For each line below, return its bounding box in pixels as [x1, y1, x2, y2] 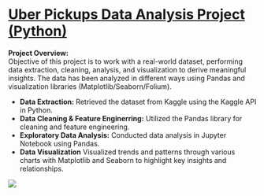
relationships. [19, 164, 64, 173]
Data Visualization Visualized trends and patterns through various [19, 147, 236, 157]
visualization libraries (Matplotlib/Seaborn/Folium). [8, 81, 172, 91]
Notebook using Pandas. [19, 139, 100, 148]
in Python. [19, 105, 53, 115]
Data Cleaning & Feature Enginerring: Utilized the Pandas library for [19, 113, 243, 123]
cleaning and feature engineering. [19, 122, 130, 131]
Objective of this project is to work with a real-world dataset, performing [8, 57, 243, 66]
